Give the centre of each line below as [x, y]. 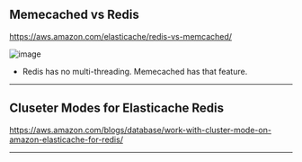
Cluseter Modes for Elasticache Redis [117, 108]
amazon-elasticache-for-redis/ [67, 139]
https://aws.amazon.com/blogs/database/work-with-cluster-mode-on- [141, 130]
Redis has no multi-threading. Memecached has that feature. [135, 71]
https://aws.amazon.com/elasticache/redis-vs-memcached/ [120, 36]
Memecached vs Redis [74, 15]
